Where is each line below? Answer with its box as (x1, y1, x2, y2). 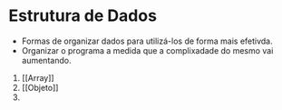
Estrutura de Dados (8, 5, 158, 26)
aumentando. (21, 55, 72, 65)
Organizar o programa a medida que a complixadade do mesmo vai (21, 45, 274, 55)
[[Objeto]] (21, 82, 59, 93)
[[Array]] (21, 72, 55, 83)
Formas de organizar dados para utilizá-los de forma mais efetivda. (21, 35, 273, 46)
